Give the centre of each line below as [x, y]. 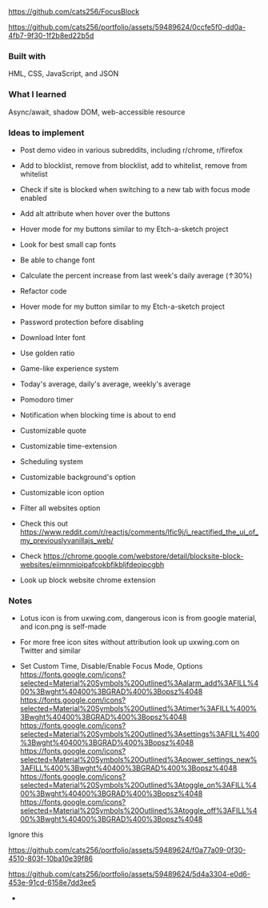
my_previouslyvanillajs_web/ [66, 540]
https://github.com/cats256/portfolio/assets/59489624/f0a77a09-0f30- [127, 850]
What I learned [37, 94]
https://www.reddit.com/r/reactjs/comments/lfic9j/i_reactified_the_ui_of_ [139, 532]
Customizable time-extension [68, 446]
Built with [27, 56]
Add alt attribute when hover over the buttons [95, 213]
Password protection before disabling [82, 322]
